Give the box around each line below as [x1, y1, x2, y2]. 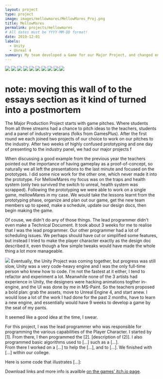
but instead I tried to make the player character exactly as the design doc [5, 238, 151, 244]
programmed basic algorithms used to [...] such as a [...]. [5, 339, 119, 345]
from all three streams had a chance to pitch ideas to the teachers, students [5, 125, 157, 132]
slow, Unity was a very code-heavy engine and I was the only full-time [5, 263, 146, 269]
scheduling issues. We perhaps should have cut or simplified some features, [5, 233, 158, 239]
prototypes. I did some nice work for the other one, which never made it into [5, 171, 157, 177]
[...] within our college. [5, 350, 50, 356]
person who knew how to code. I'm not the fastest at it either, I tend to [5, 269, 146, 275]
